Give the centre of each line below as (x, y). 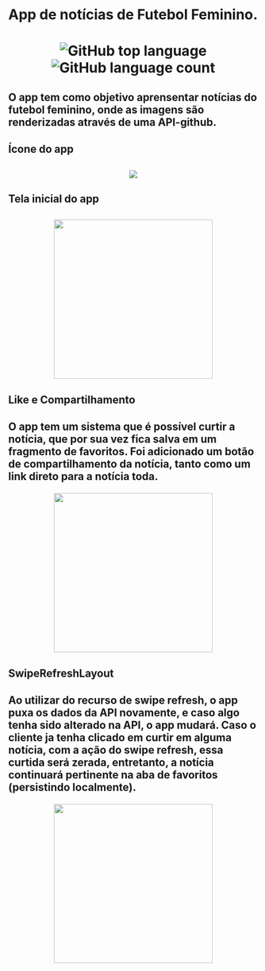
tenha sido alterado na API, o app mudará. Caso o (132, 725)
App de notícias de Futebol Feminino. (133, 15)
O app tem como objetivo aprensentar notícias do (133, 97)
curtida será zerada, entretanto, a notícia (111, 762)
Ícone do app (41, 149)
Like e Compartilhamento (72, 400)
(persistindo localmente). (72, 787)
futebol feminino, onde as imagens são (106, 109)
